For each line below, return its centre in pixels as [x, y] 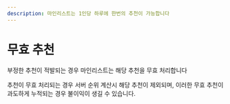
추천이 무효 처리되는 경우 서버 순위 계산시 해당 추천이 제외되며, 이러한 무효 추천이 [115, 85]
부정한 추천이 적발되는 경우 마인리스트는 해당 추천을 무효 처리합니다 [97, 70]
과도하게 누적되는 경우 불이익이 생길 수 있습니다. [72, 93]
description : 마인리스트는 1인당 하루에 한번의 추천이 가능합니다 [88, 13]
